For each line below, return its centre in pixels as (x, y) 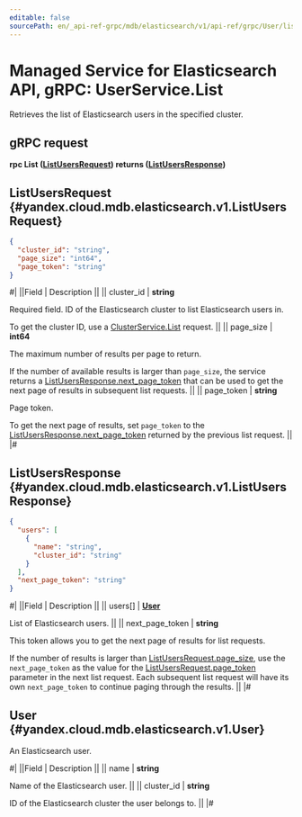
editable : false (40, 18)
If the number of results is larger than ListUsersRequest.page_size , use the (147, 659)
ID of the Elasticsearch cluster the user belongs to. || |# (111, 803)
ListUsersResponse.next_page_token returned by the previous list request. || (151, 435)
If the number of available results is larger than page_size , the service (138, 372)
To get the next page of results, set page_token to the (107, 426)
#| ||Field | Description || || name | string (84, 768)
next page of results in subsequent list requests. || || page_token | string (143, 391)
